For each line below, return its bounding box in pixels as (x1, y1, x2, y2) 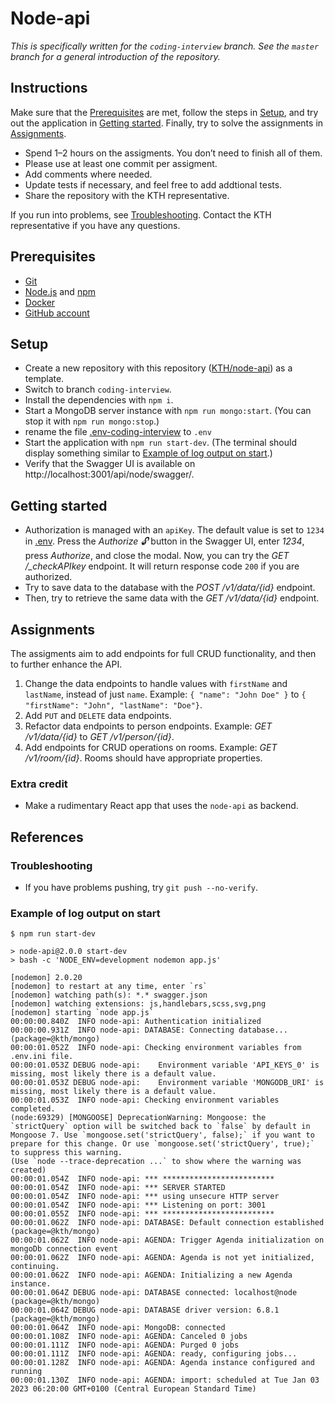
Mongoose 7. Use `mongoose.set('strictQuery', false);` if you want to (10, 1130, 315, 1141)
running (10, 1367, 43, 1377)
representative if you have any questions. (10, 219, 181, 231)
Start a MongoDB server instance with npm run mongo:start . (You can (24, 405, 312, 417)
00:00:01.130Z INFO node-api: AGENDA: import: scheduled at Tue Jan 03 (10, 1375, 320, 1386)
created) (10, 1165, 47, 1176)
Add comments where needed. (24, 168, 153, 180)
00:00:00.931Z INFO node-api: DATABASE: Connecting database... (10, 1025, 288, 1036)
